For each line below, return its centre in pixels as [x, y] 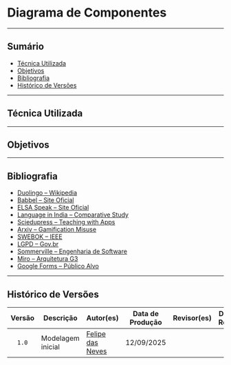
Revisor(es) [192, 318]
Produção [146, 322]
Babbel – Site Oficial [45, 200]
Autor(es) [102, 318]
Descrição [60, 318]
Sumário [26, 47]
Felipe [96, 334]
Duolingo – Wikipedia [47, 193]
